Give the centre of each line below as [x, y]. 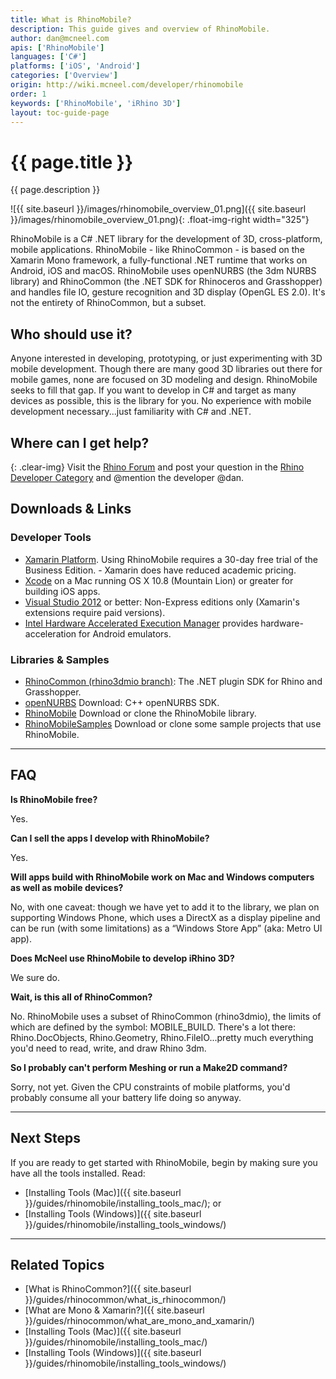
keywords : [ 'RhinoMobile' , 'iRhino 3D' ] [96, 103]
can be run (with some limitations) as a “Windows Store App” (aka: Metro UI [166, 928]
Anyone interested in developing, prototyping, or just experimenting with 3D [166, 358]
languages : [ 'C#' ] [48, 57]
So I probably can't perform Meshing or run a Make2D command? [149, 1067]
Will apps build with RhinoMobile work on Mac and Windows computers [162, 877]
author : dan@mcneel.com [60, 38]
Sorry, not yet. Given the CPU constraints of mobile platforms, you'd [150, 1087]
